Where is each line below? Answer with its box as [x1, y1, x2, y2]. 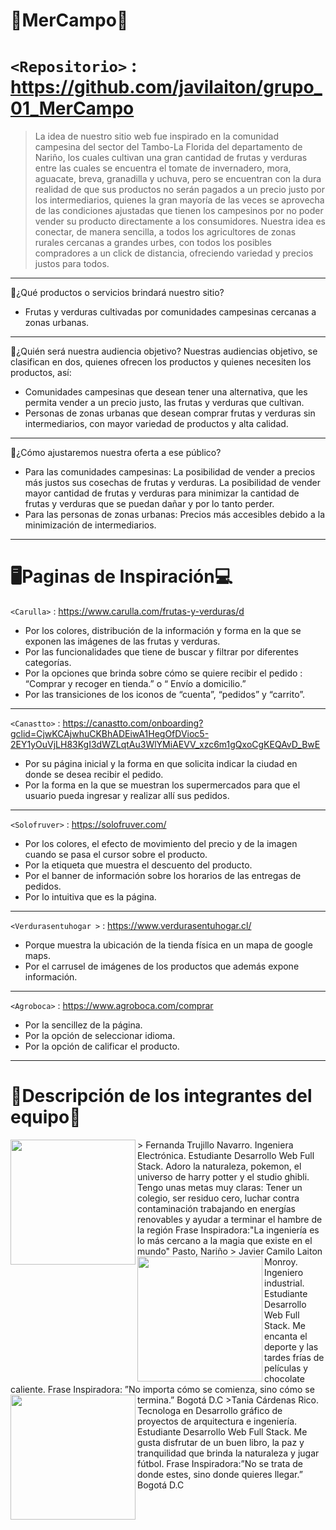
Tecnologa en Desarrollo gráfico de [137, 1405, 283, 1416]
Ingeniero [264, 1267, 304, 1278]
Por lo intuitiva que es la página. [24, 891, 157, 903]
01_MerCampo [10, 97, 135, 120]
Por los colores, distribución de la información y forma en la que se [24, 625, 302, 637]
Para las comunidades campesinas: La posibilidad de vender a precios [24, 466, 316, 478]
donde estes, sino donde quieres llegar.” [137, 1469, 303, 1480]
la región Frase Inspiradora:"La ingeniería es [137, 1224, 320, 1236]
